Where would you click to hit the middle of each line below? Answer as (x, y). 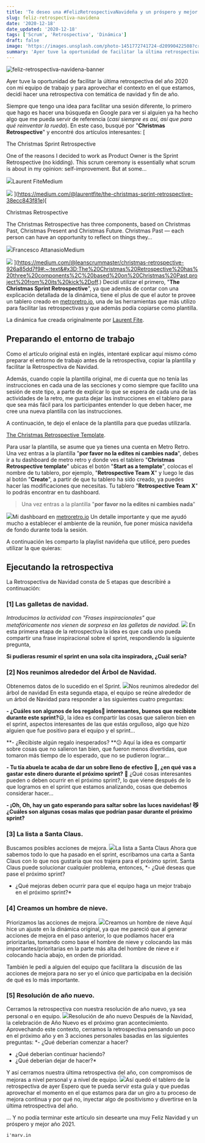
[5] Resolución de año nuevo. (50, 996)
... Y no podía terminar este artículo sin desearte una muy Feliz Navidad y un (102, 1117)
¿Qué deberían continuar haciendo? (60, 1054)
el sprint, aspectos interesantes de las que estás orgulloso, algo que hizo (98, 724)
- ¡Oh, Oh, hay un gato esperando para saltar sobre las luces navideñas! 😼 (103, 805)
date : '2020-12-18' (31, 23)
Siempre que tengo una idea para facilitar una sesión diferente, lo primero (99, 106)
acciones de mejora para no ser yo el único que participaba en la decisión (99, 973)
